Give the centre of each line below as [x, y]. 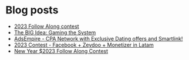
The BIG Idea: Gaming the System [55, 32]
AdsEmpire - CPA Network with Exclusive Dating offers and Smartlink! [98, 38]
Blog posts [32, 10]
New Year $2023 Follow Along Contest [61, 51]
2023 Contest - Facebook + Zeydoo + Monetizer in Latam [84, 45]
